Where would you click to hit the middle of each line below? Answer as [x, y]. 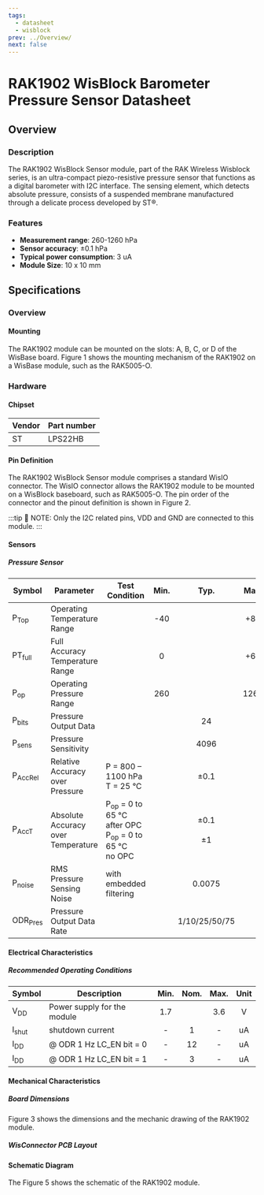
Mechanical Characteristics [54, 1081]
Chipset [21, 405]
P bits [20, 721]
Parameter [74, 590]
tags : [17, 15]
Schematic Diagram [41, 1165]
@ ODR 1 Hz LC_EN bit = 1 [98, 1059]
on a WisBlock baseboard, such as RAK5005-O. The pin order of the [119, 494]
